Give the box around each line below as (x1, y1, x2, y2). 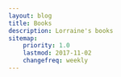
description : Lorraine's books (8, 26, 114, 34)
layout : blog (8, 11, 52, 20)
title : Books (8, 19, 52, 27)
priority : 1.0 (23, 42, 70, 50)
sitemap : (8, 34, 38, 43)
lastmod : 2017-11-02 (23, 49, 92, 57)
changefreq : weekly (23, 57, 89, 65)
